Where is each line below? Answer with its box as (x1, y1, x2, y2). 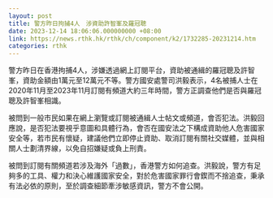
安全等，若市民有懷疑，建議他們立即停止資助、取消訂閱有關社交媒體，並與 (8, 133, 258, 143)
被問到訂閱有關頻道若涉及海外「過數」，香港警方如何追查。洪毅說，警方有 (8, 161, 254, 170)
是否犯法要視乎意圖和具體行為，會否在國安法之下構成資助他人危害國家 (29, 123, 265, 133)
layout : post (8, 11, 53, 20)
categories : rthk (8, 42, 67, 50)
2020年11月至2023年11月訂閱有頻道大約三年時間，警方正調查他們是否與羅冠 (8, 86, 262, 96)
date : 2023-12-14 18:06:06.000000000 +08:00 (8, 27, 162, 35)
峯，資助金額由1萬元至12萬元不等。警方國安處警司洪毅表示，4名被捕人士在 (8, 75, 258, 85)
